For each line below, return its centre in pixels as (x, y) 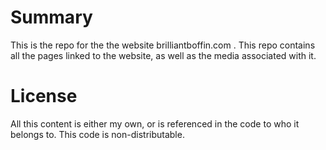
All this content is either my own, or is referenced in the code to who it (155, 123)
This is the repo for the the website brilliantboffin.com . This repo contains (163, 45)
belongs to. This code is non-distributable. (97, 134)
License (44, 96)
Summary (51, 17)
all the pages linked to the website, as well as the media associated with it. (163, 55)
